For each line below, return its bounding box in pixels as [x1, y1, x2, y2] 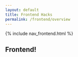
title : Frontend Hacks [5, 12, 52, 17]
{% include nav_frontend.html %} [5, 31, 73, 37]
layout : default [5, 7, 39, 13]
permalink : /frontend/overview [5, 17, 70, 22]
